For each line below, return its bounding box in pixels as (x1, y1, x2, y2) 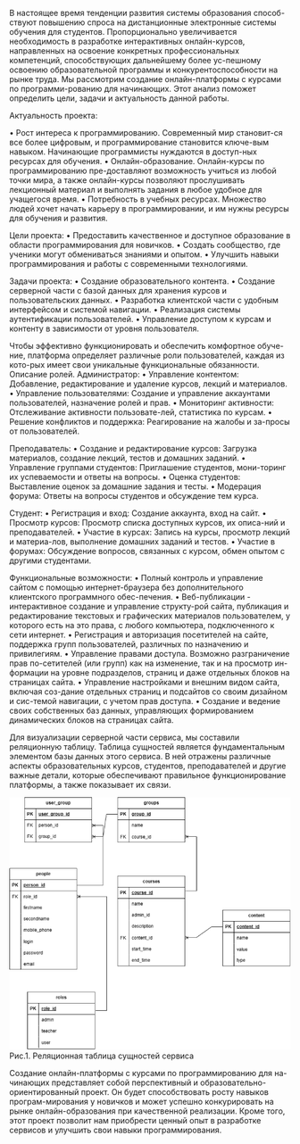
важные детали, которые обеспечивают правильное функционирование (9, 770, 287, 780)
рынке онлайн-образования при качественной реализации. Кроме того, (9, 1106, 286, 1116)
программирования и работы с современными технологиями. (9, 259, 248, 269)
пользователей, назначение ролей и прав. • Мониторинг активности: (9, 397, 275, 408)
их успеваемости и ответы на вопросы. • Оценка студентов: (9, 472, 241, 482)
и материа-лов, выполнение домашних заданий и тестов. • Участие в (9, 536, 275, 547)
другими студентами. (9, 555, 92, 566)
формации (9, 667, 49, 677)
